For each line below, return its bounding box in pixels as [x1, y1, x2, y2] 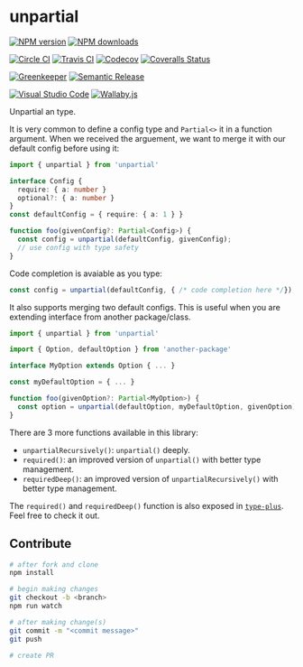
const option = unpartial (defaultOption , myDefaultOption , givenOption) [17, 402, 297, 412]
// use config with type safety [17, 243, 140, 252]
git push [9, 635, 42, 644]
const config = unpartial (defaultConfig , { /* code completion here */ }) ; [9, 285, 297, 294]
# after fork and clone [9, 560, 99, 570]
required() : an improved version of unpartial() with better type [22, 454, 262, 465]
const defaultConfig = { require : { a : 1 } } [9, 210, 183, 219]
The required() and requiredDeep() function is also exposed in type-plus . [9, 500, 284, 511]
